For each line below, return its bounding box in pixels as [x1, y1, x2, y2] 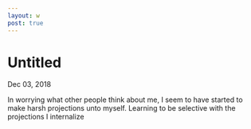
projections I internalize [7, 112, 84, 122]
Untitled [7, 53, 62, 72]
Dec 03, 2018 [7, 80, 52, 89]
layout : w [7, 11, 41, 20]
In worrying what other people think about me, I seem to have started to [7, 95, 244, 104]
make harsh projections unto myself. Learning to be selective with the [7, 104, 236, 113]
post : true [7, 19, 44, 27]
